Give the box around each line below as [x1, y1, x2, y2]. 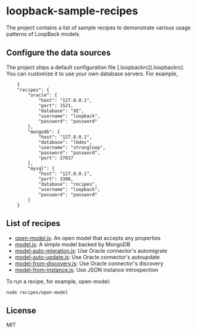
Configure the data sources [6, 48, 111, 58]
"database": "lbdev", [38, 139, 93, 145]
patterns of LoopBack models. [6, 30, 81, 37]
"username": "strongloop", [38, 144, 106, 150]
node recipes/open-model [6, 289, 68, 295]
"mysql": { [28, 165, 55, 171]
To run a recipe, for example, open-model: [6, 277, 111, 285]
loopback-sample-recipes [6, 4, 138, 18]
